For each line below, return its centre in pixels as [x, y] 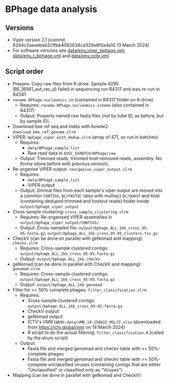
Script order [24, 72]
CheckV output [43, 311]
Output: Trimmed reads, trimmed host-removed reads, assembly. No [91, 158]
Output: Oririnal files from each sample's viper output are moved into [91, 190]
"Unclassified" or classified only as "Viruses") [75, 369]
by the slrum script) [48, 338]
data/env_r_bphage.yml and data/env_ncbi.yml [61, 56]
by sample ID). [35, 121]
